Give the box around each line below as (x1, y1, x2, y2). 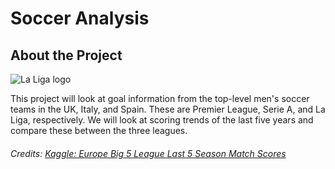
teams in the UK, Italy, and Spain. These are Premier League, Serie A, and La (10, 103, 326, 115)
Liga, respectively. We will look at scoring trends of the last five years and (10, 114, 314, 126)
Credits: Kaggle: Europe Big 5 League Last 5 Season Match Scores (10, 147, 287, 159)
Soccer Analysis (10, 7, 150, 30)
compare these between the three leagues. (10, 125, 188, 136)
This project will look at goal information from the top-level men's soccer (10, 93, 310, 104)
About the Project (10, 47, 123, 64)
